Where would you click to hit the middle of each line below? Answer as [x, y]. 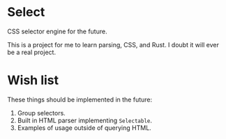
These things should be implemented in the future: [80, 99]
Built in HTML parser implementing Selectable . [84, 120]
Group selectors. [42, 113]
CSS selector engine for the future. [57, 31]
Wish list [33, 80]
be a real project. [32, 52]
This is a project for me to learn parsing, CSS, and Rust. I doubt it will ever [113, 44]
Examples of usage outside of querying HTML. [84, 128]
